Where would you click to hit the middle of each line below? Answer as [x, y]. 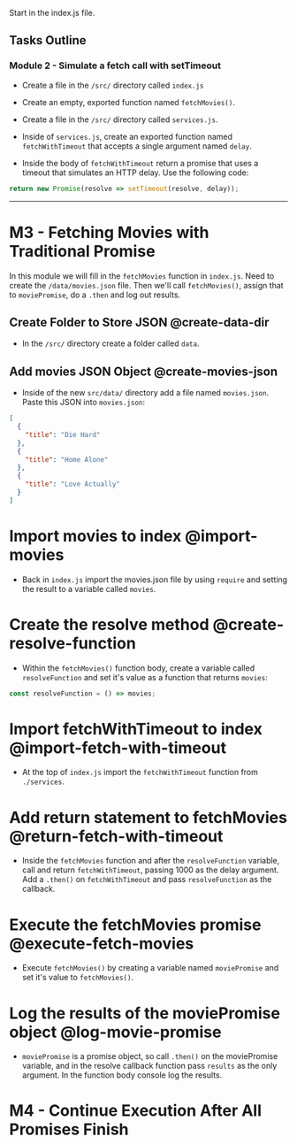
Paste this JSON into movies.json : [84, 403]
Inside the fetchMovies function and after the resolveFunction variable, [151, 861]
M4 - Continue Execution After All [136, 1111]
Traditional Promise [83, 251]
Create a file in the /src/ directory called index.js [113, 85]
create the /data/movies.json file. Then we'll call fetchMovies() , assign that [147, 285]
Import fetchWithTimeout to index [136, 729]
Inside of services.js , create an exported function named [127, 136]
